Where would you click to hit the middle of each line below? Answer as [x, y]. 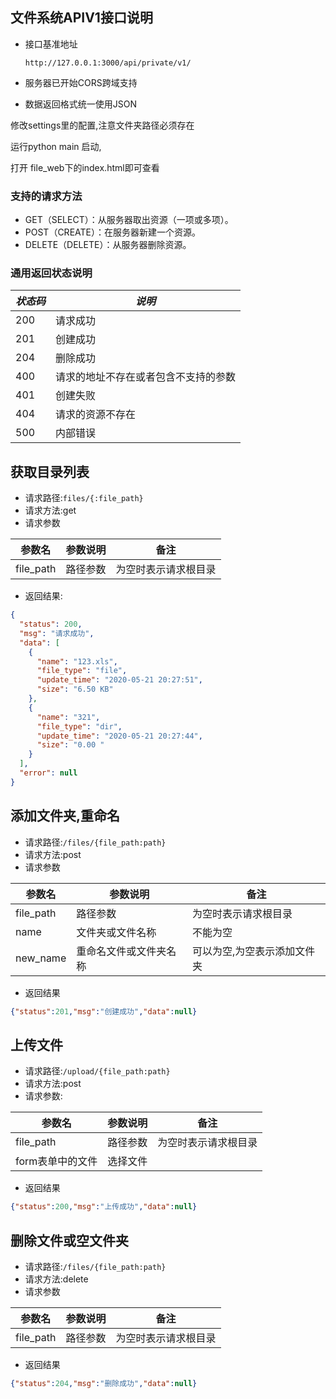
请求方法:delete [56, 1279]
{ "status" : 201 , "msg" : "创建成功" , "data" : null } [104, 1011]
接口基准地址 [51, 44]
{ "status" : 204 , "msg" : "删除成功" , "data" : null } [104, 1384]
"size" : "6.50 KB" [75, 689]
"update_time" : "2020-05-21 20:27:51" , [119, 680]
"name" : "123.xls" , [77, 661]
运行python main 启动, [56, 146]
